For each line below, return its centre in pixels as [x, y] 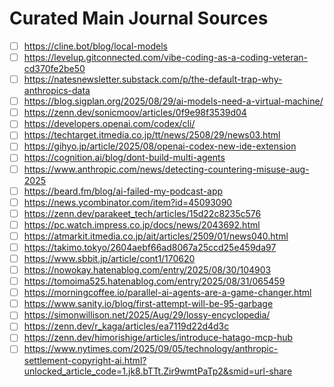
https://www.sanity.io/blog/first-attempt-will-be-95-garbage [148, 304]
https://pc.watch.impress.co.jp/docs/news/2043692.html [142, 224]
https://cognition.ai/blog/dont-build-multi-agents [124, 158]
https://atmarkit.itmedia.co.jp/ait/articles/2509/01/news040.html [156, 236]
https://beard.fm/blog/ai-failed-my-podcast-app [123, 191]
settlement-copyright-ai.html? [85, 360]
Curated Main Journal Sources [139, 18]
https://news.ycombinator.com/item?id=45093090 [128, 202]
